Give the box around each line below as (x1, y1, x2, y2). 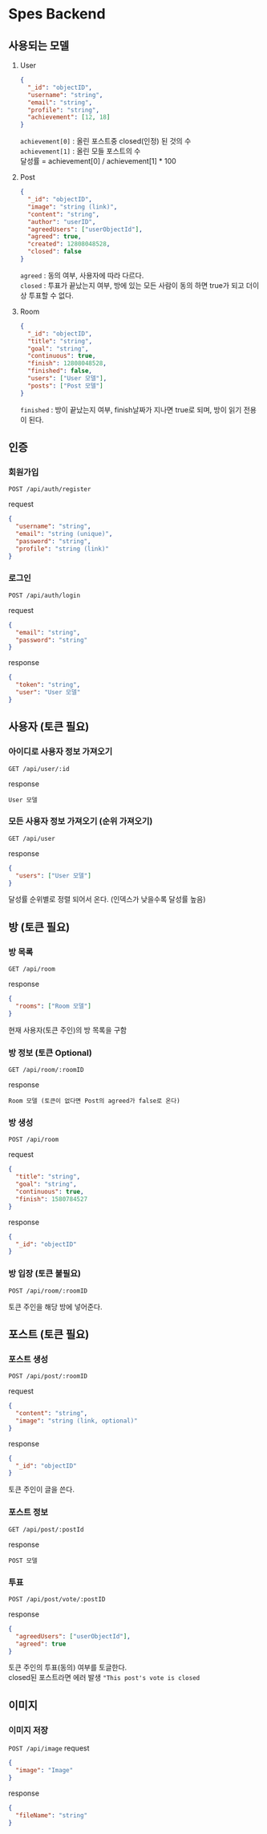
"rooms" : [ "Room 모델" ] (15, 1002, 92, 1011)
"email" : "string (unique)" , (15, 530, 113, 538)
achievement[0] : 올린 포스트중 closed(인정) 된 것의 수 (19, 136, 192, 146)
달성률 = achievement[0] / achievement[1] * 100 (19, 156, 176, 166)
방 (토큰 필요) (8, 920, 71, 934)
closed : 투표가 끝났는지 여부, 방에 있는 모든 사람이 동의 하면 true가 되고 (19, 280, 245, 290)
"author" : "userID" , (27, 217, 96, 225)
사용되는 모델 (8, 39, 70, 52)
